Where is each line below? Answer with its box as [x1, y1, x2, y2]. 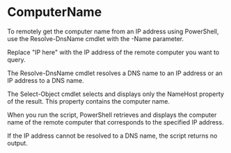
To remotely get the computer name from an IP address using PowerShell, [7, 27, 219, 35]
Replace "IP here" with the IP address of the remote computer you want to [7, 48, 220, 56]
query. [7, 55, 26, 63]
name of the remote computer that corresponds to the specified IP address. [7, 118, 224, 126]
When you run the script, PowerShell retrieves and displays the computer [7, 111, 217, 119]
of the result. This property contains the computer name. [7, 97, 170, 105]
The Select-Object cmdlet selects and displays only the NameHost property [7, 90, 225, 98]
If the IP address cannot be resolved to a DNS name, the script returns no [7, 131, 218, 140]
